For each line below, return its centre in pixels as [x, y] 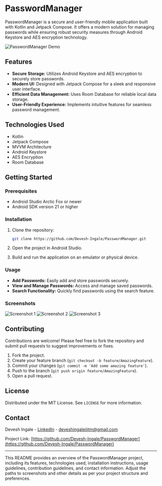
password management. [36, 109]
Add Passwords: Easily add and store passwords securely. [70, 280]
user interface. [27, 89]
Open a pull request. [32, 376]
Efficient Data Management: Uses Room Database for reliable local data [84, 94]
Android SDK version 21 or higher [45, 207]
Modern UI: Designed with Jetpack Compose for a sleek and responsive [84, 84]
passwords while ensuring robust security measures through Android [74, 32]
